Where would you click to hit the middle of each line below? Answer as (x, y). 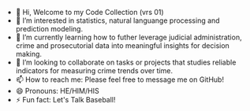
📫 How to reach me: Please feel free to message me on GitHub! (120, 80)
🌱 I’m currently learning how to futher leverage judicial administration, (129, 37)
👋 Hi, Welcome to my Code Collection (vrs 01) (90, 12)
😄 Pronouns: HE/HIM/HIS (58, 91)
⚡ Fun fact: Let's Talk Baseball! (65, 100)
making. (28, 54)
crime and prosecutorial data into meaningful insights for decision (123, 46)
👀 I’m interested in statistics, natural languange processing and (118, 20)
